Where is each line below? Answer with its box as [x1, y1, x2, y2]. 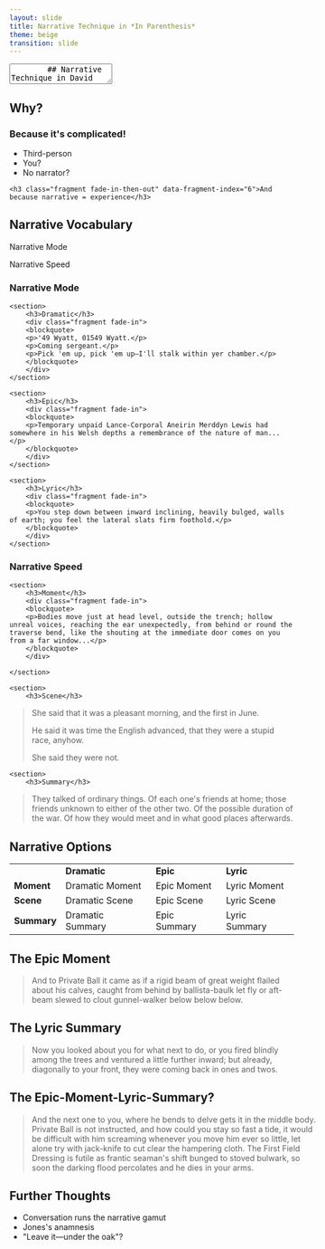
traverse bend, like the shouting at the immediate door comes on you [9, 628, 281, 638]
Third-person [22, 148, 72, 158]
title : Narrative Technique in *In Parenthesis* [9, 22, 196, 31]
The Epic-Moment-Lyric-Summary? [9, 1090, 215, 1105]
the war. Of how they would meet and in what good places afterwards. [31, 813, 293, 824]
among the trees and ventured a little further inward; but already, [31, 1054, 273, 1064]
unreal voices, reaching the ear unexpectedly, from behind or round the [9, 621, 293, 630]
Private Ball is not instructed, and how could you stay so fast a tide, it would [31, 1123, 313, 1134]
